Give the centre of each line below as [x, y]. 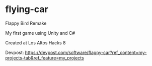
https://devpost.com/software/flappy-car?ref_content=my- [86, 52]
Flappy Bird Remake [26, 23]
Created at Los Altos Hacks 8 [35, 43]
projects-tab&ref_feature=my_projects [45, 58]
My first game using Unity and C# [40, 33]
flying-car [27, 9]
